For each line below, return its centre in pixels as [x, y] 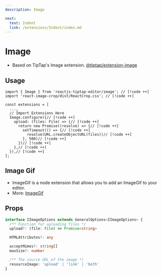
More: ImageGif [28, 193]
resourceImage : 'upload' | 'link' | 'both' [54, 264]
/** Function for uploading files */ [48, 224]
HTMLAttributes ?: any [31, 237]
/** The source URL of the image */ [47, 259]
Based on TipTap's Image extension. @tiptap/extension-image [75, 65]
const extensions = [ [27, 105]
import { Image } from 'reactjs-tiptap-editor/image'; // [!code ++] [77, 92]
